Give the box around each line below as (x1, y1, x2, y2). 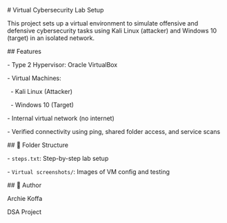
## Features (7, 48, 41, 55)
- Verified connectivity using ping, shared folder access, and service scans (7, 128, 221, 135)
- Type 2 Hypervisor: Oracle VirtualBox (7, 61, 118, 68)
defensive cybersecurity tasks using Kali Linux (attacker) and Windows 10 (7, 27, 217, 35)
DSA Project (7, 208, 42, 216)
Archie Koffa (7, 195, 43, 202)
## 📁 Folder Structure (7, 141, 69, 149)
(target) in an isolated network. (7, 34, 95, 42)
